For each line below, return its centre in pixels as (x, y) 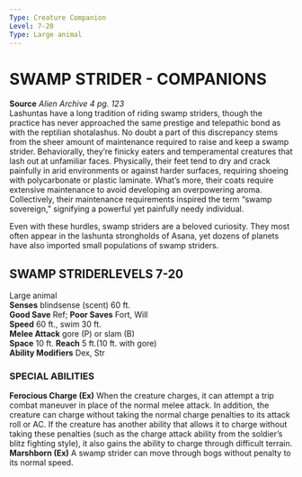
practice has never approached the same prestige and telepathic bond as (145, 123)
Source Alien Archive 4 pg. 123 (67, 103)
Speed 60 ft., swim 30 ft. (55, 324)
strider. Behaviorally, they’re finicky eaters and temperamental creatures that (151, 152)
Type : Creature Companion (58, 18)
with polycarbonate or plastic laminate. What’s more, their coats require (142, 180)
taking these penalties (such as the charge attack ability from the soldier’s (146, 434)
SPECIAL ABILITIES (52, 376)
